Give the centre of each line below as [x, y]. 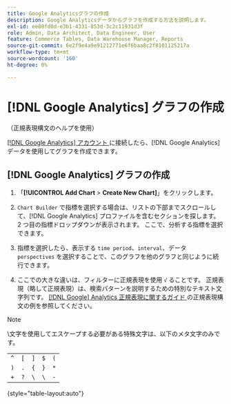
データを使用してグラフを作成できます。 [64, 151]
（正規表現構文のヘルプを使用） [52, 128]
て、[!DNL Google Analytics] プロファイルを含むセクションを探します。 [118, 216]
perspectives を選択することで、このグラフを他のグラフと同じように [115, 257]
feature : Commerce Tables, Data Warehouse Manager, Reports [96, 39]
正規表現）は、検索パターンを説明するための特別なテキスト [132, 289]
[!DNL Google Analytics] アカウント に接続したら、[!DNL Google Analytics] [114, 142]
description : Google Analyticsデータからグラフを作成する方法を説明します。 [108, 20]
